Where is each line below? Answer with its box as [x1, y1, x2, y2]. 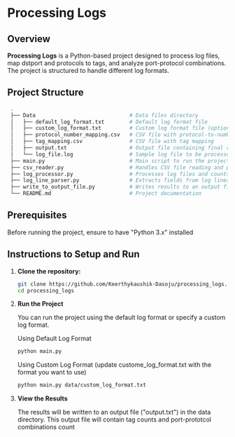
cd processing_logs [17, 287, 75, 294]
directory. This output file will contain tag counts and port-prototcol [17, 415, 212, 424]
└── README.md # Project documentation [10, 190, 201, 197]
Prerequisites [7, 209, 67, 222]
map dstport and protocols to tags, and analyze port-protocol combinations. [7, 59, 227, 67]
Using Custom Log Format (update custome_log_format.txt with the [17, 361, 212, 369]
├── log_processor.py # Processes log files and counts [10, 170, 230, 177]
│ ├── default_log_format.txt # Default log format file [10, 118, 208, 126]
